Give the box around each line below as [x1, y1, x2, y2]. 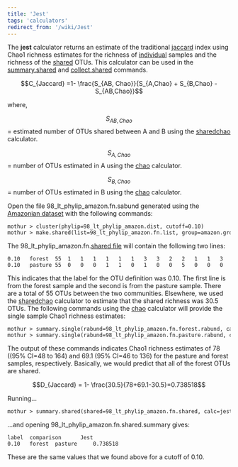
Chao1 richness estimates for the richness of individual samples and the [7, 50, 217, 59]
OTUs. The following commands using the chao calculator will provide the [7, 304, 223, 312]
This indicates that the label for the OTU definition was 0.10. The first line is [7, 274, 226, 282]
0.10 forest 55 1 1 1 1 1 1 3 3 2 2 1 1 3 [7, 255, 223, 263]
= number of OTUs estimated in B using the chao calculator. [7, 187, 182, 196]
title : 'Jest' [7, 10, 50, 18]
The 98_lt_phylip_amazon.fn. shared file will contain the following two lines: [7, 241, 225, 250]
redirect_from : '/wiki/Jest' [7, 23, 93, 31]
